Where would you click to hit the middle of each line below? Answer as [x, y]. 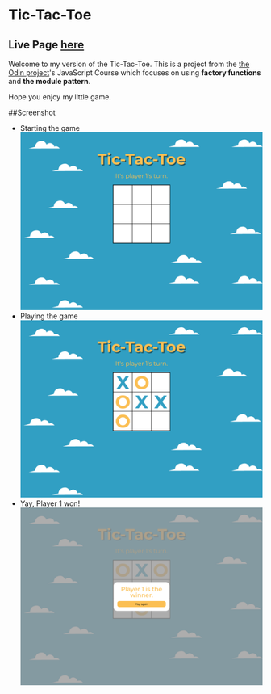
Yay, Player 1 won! [50, 503]
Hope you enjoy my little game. [60, 97]
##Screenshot [32, 112]
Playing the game [49, 316]
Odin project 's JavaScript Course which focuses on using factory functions [135, 73]
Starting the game [50, 128]
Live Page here [46, 45]
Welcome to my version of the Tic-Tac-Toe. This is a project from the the [129, 64]
